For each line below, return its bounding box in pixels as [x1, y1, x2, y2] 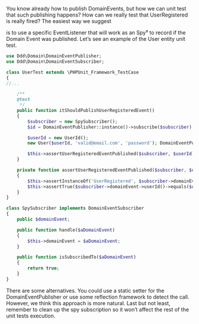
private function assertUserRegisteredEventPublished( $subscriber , [17, 167, 187, 173]
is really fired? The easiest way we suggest [6, 18, 111, 24]
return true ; [27, 265, 60, 271]
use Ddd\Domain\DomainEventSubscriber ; [6, 59, 105, 65]
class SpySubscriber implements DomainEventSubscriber [6, 206, 145, 211]
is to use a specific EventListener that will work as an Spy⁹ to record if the [6, 29, 186, 36]
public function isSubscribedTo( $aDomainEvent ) [17, 254, 136, 260]
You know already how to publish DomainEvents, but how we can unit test [6, 5, 187, 12]
